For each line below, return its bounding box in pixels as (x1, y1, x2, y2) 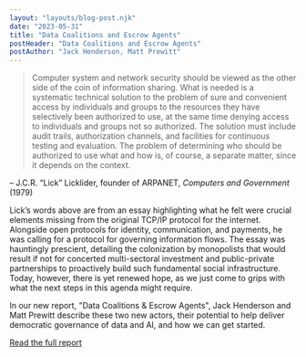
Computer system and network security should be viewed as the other (31, 72, 297, 83)
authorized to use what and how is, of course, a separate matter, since (31, 150, 297, 161)
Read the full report (9, 337, 82, 348)
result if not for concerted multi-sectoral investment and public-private (9, 253, 275, 265)
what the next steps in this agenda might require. (9, 282, 193, 293)
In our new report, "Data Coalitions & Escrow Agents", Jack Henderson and (9, 300, 291, 311)
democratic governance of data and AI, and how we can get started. (9, 320, 266, 331)
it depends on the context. (31, 160, 131, 171)
